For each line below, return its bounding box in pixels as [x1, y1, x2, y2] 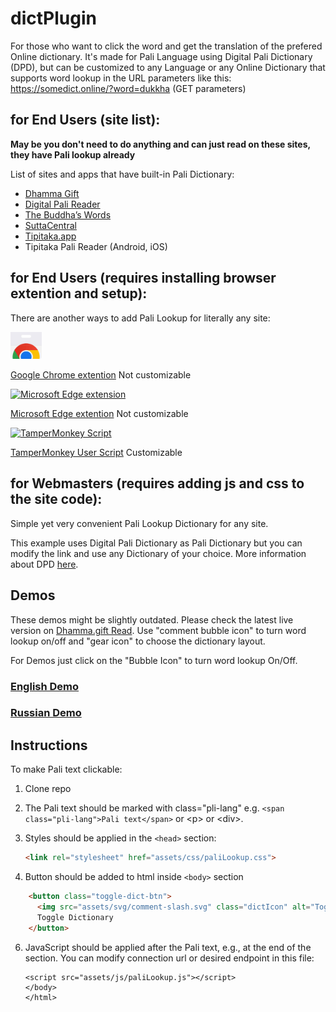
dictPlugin [10, 7, 97, 30]
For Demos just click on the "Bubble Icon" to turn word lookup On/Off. [10, 654, 298, 666]
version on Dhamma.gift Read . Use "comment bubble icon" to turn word [10, 624, 307, 636]
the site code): [10, 491, 103, 508]
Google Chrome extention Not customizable [10, 368, 192, 381]
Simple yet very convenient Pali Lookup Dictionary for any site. [10, 517, 269, 529]
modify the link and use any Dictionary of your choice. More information [10, 547, 307, 559]
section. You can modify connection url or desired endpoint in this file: [24, 952, 315, 964]
